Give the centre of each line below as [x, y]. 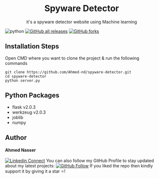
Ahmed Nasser [20, 150]
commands [16, 63]
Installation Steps [32, 46]
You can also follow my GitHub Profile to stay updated [100, 161]
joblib [18, 117]
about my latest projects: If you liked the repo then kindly [79, 166]
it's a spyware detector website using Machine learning [82, 22]
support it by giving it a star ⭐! [35, 171]
